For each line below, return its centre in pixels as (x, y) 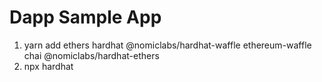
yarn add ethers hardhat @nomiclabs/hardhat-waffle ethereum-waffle (167, 45)
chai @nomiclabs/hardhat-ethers (91, 55)
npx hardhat (48, 66)
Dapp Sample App (85, 17)
